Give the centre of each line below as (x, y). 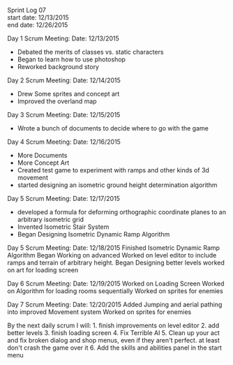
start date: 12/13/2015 (38, 17)
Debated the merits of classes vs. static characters (90, 52)
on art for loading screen (43, 270)
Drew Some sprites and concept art (68, 94)
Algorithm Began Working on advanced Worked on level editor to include (112, 255)
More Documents (42, 155)
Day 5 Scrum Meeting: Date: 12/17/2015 (64, 199)
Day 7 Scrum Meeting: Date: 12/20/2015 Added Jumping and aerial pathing (115, 304)
